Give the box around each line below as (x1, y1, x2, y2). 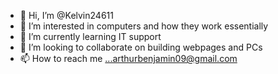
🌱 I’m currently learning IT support (19, 31, 162, 42)
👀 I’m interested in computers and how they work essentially (19, 20, 269, 32)
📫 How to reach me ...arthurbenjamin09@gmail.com (19, 53, 238, 64)
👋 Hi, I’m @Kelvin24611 (19, 10, 114, 21)
